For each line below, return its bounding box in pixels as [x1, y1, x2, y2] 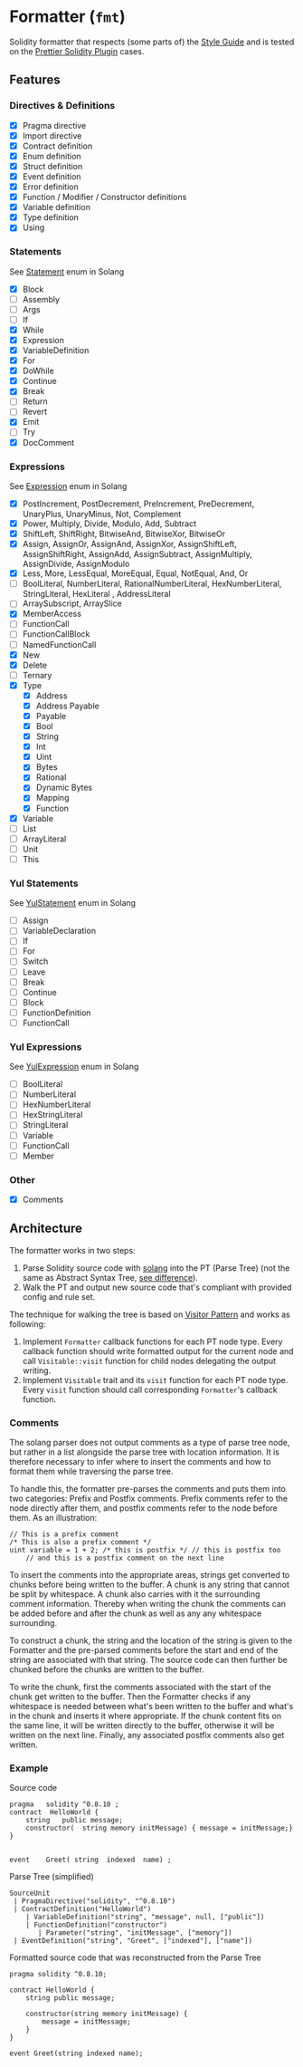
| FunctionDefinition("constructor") [25, 1920, 168, 1930]
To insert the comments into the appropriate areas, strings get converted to [9, 1570, 290, 1581]
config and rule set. [22, 1291, 96, 1302]
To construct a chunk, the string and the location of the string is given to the [9, 1635, 293, 1646]
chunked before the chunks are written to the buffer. [9, 1664, 204, 1675]
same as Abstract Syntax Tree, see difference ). [22, 1272, 199, 1283]
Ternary [22, 669, 52, 680]
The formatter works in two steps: [9, 1245, 136, 1255]
